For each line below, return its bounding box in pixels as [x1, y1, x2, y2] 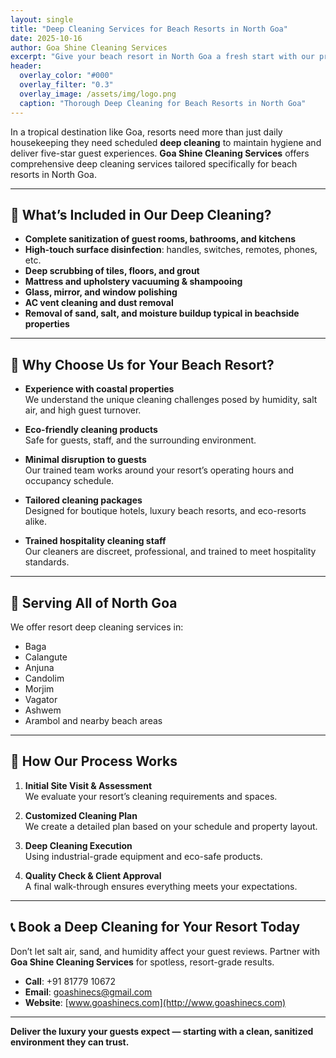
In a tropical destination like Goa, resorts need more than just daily [10, 126, 283, 138]
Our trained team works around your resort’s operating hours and [24, 464, 295, 476]
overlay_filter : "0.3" [19, 80, 114, 90]
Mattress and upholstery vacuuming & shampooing [24, 276, 243, 288]
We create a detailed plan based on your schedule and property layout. [24, 820, 318, 832]
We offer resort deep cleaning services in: [10, 621, 184, 633]
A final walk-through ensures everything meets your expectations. [24, 880, 298, 892]
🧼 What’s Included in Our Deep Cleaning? [10, 206, 272, 223]
